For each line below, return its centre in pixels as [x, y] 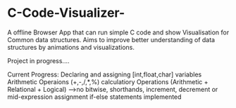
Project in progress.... [38, 60]
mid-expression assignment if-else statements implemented [94, 97]
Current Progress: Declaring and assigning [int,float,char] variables [105, 74]
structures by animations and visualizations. [71, 47]
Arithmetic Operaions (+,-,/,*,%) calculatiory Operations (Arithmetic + [108, 81]
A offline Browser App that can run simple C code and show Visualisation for [118, 32]
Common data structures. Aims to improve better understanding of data [111, 39]
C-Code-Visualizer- [66, 13]
